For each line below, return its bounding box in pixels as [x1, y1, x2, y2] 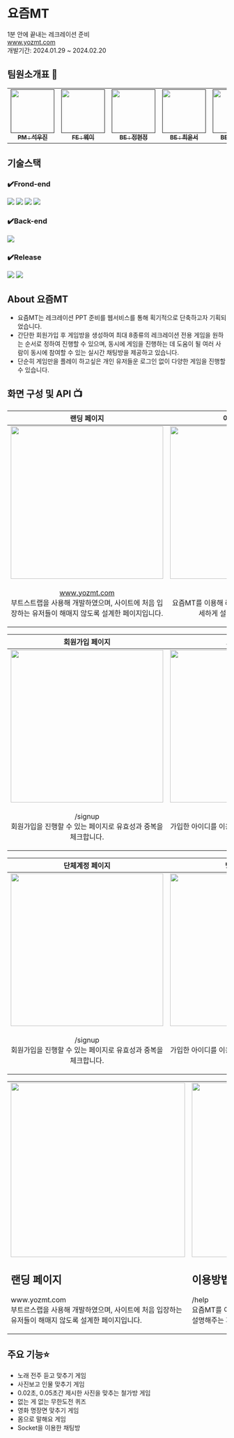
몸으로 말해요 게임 [17, 1414, 66, 1423]
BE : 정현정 [119, 133, 148, 141]
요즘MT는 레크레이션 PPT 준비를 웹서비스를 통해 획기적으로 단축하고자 [17, 313, 208, 321]
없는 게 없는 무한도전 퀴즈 [17, 1397, 87, 1405]
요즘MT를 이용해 [171, 598, 224, 607]
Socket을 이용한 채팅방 [17, 1423, 81, 1432]
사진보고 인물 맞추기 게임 [17, 1379, 85, 1388]
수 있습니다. [17, 365, 50, 374]
